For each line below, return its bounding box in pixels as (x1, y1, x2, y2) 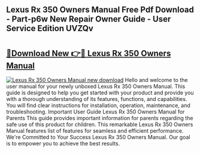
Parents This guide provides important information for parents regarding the (6, 115, 193, 121)
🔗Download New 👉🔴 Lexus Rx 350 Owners (6, 48, 171, 59)
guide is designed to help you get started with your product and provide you (6, 89, 194, 96)
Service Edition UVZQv (6, 23, 94, 33)
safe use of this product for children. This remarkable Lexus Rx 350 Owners (6, 121, 193, 128)
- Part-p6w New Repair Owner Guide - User (6, 14, 171, 25)
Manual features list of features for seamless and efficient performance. (6, 127, 184, 134)
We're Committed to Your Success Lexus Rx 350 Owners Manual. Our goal (6, 134, 190, 140)
